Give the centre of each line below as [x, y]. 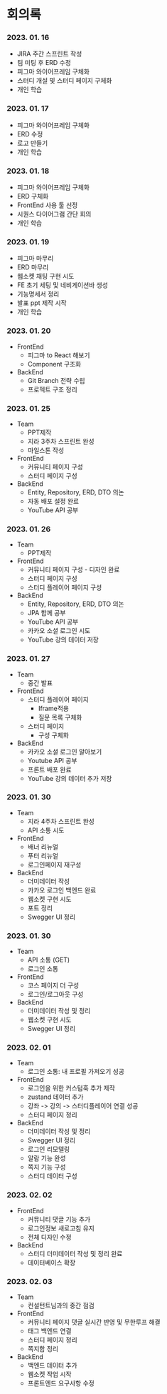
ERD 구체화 [33, 196]
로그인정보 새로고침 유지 [61, 1228]
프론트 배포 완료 [49, 770]
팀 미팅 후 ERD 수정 [44, 63]
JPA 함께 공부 [47, 613]
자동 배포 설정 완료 [53, 501]
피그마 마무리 [35, 259]
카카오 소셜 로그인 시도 [59, 631]
